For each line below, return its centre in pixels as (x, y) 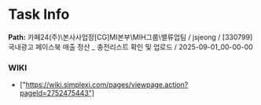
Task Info (39, 14)
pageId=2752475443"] (57, 93)
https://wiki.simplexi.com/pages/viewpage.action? (107, 85)
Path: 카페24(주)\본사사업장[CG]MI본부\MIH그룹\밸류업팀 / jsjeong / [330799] (130, 37)
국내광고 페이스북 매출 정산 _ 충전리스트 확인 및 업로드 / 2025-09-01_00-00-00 (130, 47)
